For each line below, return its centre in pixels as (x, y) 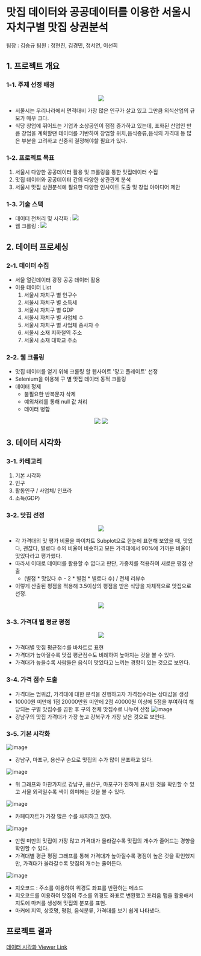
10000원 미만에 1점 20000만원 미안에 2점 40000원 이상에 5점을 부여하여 (101, 701)
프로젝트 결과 (29, 932)
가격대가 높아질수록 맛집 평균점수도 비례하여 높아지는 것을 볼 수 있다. (95, 655)
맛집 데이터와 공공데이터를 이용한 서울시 (99, 12)
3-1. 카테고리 (24, 461)
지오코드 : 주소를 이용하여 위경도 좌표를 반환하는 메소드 (79, 888)
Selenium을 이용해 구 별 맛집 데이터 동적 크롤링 (70, 379)
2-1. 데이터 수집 (28, 265)
